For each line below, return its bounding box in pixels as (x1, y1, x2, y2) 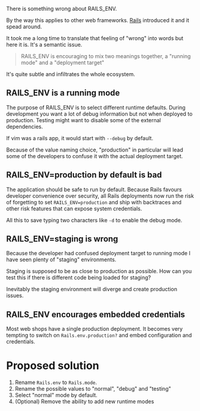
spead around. (6, 23, 43, 30)
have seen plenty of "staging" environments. (6, 256, 117, 263)
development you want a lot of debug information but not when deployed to (6, 110, 193, 117)
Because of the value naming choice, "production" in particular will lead (6, 146, 184, 153)
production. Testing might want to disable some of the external (6, 116, 161, 123)
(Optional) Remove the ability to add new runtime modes (14, 398, 154, 405)
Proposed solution (6, 359, 99, 373)
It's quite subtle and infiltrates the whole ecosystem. (6, 71, 135, 77)
